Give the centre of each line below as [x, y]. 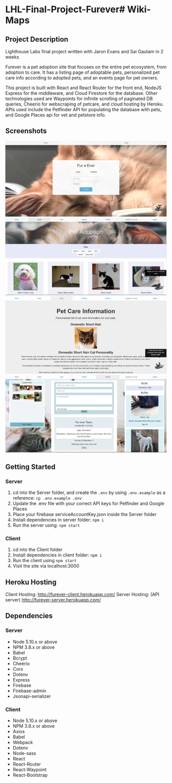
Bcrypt [20, 658]
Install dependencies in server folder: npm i [58, 520]
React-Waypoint [30, 769]
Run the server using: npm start [46, 525]
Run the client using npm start [45, 561]
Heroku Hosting [31, 582]
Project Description [37, 39]
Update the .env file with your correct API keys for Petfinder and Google [89, 503]
